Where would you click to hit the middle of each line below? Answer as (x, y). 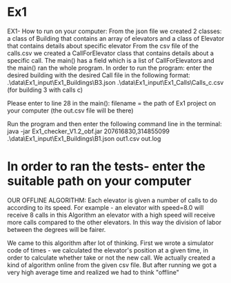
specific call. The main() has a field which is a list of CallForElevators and (111, 60)
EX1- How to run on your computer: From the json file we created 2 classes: (114, 31)
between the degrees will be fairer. (57, 229)
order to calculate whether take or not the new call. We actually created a (111, 257)
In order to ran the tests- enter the (106, 167)
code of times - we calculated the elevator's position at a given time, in (108, 250)
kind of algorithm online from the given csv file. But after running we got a (112, 265)
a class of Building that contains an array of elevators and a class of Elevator (116, 38)
